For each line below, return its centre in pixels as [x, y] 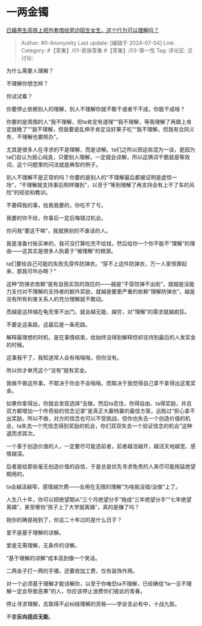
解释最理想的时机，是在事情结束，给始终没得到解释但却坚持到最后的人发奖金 [101, 337]
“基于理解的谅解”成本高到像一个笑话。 [54, 558]
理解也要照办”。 [42, 136]
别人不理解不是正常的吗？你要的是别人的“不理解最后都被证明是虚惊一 [92, 177]
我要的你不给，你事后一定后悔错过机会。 [56, 217]
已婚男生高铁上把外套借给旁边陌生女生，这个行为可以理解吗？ [83, 30]
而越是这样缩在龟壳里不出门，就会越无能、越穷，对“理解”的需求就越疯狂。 [98, 311]
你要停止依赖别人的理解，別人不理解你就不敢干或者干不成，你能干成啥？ [96, 109]
